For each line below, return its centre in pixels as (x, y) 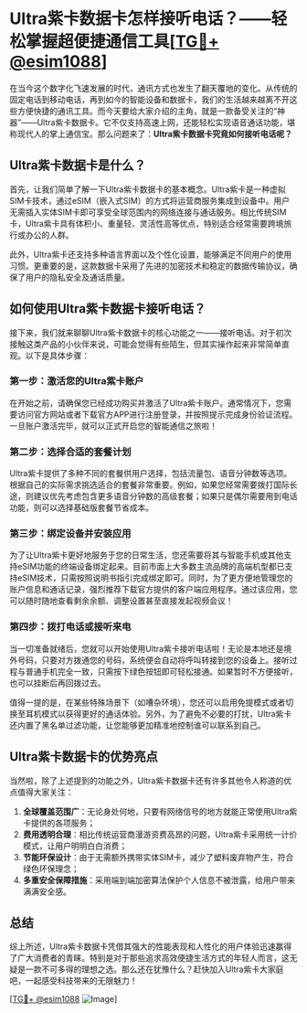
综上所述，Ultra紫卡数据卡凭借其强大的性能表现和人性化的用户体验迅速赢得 (151, 946)
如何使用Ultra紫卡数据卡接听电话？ (108, 309)
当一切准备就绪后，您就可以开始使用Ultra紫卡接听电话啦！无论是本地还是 (147, 648)
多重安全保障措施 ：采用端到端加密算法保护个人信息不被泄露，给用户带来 (159, 880)
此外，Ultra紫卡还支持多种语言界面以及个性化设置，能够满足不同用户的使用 (151, 254)
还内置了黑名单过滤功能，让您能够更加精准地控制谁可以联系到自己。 (138, 725)
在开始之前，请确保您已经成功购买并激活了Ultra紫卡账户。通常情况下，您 (147, 402)
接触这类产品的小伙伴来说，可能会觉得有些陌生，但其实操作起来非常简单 (145, 344)
